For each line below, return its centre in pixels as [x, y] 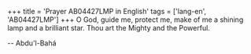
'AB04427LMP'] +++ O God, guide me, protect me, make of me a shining [125, 20]
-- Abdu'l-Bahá [32, 43]
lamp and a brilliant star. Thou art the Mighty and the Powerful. [109, 28]
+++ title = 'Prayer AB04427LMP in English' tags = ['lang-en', [107, 11]
